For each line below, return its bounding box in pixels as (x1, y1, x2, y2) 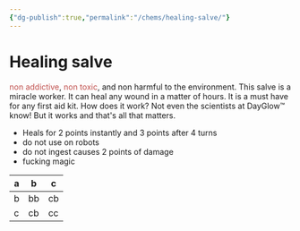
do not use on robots (21, 136, 100, 148)
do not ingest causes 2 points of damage (21, 146, 175, 157)
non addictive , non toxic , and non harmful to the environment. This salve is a (9, 81, 291, 92)
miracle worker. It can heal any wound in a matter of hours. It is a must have (9, 90, 289, 101)
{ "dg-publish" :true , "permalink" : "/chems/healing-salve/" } (9, 13, 230, 22)
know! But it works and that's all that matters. (9, 109, 176, 121)
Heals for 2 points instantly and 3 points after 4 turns (21, 127, 218, 138)
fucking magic (21, 156, 76, 167)
